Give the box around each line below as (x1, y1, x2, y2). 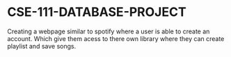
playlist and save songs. (7, 42, 77, 50)
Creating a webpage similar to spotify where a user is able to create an (7, 27, 210, 35)
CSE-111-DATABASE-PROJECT (7, 4, 186, 20)
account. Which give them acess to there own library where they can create (7, 34, 225, 42)
